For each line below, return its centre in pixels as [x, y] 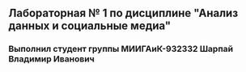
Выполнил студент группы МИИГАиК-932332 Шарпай [121, 49]
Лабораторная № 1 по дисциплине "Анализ [123, 13]
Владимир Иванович [51, 59]
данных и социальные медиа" [90, 26]
